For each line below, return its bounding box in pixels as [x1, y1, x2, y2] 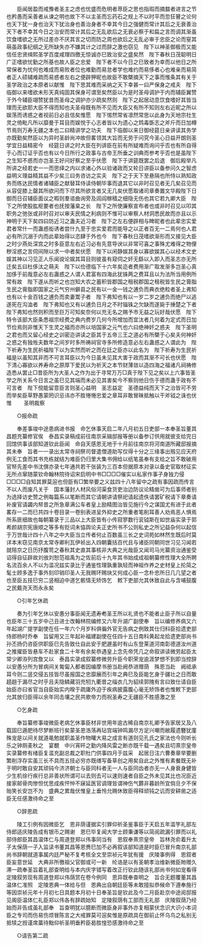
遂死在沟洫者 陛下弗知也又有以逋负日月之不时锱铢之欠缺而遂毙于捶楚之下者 [6, 301, 197, 308]
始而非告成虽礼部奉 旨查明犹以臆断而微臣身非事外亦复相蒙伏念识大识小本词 [6, 904, 197, 911]
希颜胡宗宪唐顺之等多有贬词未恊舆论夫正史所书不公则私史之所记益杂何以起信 [6, 524, 197, 530]
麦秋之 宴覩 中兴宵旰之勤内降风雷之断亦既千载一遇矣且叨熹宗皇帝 [27, 742, 197, 749]
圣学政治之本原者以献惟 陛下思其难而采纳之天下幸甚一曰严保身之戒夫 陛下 [6, 81, 197, 88]
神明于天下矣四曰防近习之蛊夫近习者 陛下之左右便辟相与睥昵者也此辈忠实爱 [6, 218, 197, 224]
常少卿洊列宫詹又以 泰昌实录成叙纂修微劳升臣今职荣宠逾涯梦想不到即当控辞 [6, 655, 197, 663]
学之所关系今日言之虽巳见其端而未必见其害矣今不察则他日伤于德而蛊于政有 [6, 376, 192, 384]
